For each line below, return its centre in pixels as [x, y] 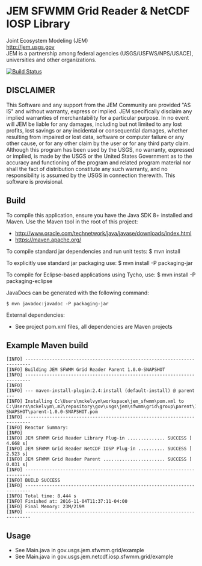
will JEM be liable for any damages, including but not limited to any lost [94, 124]
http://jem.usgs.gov [31, 47]
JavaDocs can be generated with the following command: [78, 293]
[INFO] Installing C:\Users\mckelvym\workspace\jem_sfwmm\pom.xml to [95, 402]
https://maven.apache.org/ [48, 240]
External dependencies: [35, 315]
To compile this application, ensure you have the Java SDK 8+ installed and [99, 215]
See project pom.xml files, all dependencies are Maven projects [93, 326]
